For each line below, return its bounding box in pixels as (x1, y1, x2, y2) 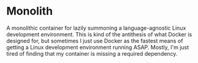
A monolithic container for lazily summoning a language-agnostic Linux (6, 24, 186, 31)
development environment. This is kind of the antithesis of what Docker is (6, 30, 192, 38)
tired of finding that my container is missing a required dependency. (6, 50, 178, 57)
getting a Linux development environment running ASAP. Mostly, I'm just (6, 44, 189, 51)
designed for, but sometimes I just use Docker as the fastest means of (6, 37, 183, 44)
